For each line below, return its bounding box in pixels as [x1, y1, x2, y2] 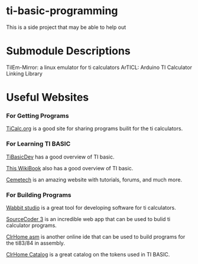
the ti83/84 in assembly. [6, 239, 65, 246]
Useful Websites [6, 91, 89, 104]
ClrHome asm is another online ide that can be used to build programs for [6, 233, 186, 240]
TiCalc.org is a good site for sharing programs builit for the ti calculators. [6, 125, 183, 132]
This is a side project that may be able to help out [6, 24, 126, 31]
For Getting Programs [6, 111, 69, 120]
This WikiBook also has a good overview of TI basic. [6, 164, 134, 171]
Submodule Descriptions [6, 44, 131, 58]
